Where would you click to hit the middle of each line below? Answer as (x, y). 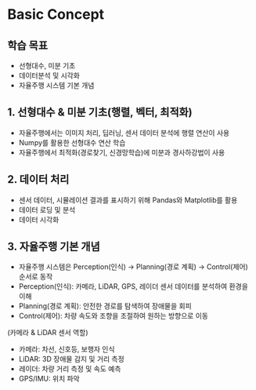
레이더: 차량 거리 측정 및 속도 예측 (70, 369)
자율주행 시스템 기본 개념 (56, 85)
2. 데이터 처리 (38, 179)
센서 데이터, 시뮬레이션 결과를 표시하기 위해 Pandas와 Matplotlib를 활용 (128, 200)
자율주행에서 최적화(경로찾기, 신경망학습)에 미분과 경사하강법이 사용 (122, 152)
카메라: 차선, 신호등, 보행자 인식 (67, 349)
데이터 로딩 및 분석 (47, 210)
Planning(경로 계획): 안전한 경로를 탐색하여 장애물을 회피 (105, 306)
